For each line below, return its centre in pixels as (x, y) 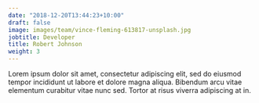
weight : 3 (24, 51)
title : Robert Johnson (45, 44)
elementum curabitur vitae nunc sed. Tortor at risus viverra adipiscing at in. (129, 90)
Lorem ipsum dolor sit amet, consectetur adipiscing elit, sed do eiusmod (125, 74)
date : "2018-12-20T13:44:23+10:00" (66, 15)
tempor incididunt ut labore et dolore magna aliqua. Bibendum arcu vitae (125, 82)
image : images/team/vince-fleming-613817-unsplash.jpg (100, 30)
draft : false (29, 23)
